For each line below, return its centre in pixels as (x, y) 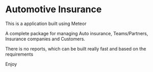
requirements (19, 54)
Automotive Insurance (54, 9)
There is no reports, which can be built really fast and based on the (76, 49)
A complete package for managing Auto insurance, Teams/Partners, (77, 33)
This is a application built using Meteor (46, 23)
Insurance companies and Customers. (45, 39)
